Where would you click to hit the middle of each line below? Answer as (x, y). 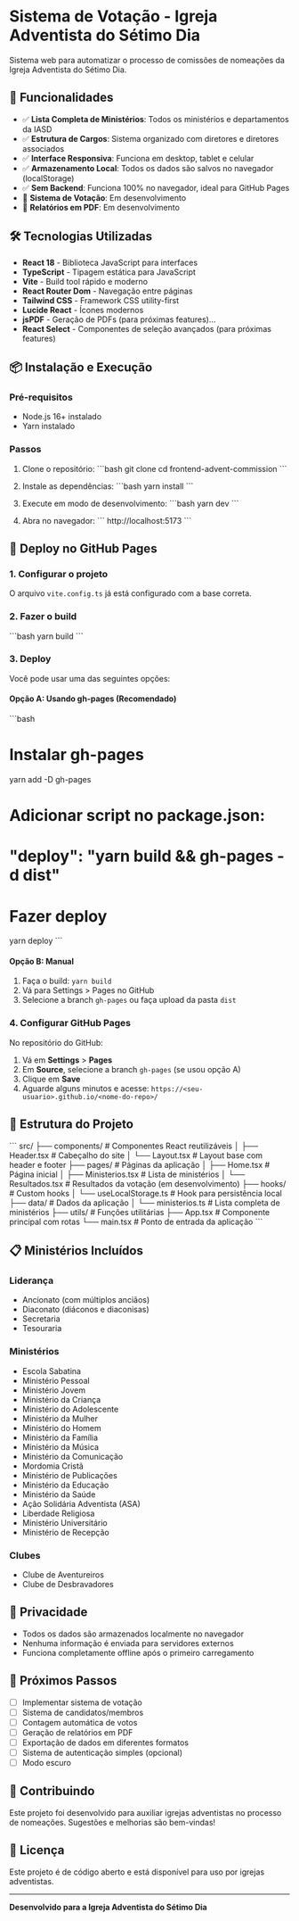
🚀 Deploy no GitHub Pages (83, 548)
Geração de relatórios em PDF (77, 1732)
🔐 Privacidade (48, 1612)
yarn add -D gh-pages (50, 779)
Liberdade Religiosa (58, 1513)
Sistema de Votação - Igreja (113, 17)
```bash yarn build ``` (46, 636)
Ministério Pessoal (56, 1380)
